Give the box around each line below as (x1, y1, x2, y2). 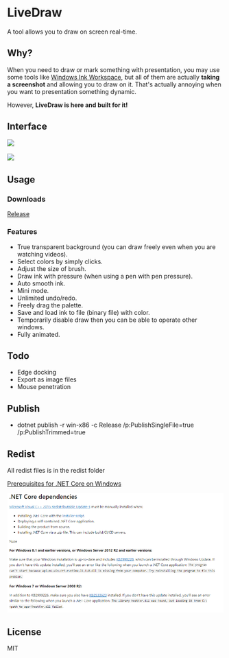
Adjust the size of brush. (16, 264, 87, 272)
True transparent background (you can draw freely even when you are (16, 242, 216, 251)
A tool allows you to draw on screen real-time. (7, 27, 137, 36)
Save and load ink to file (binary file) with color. (16, 308, 150, 316)
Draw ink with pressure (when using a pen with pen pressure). (16, 272, 193, 280)
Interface (7, 121, 47, 132)
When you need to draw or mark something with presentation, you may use (7, 65, 220, 73)
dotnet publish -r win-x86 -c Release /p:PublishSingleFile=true (16, 421, 194, 430)
